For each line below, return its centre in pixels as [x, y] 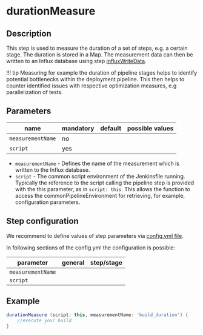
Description [29, 34]
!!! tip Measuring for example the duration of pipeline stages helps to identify [102, 73]
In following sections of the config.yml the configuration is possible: [91, 248]
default [111, 128]
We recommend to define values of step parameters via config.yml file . [95, 235]
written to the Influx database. [52, 170]
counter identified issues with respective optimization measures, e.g [92, 86]
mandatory [78, 128]
